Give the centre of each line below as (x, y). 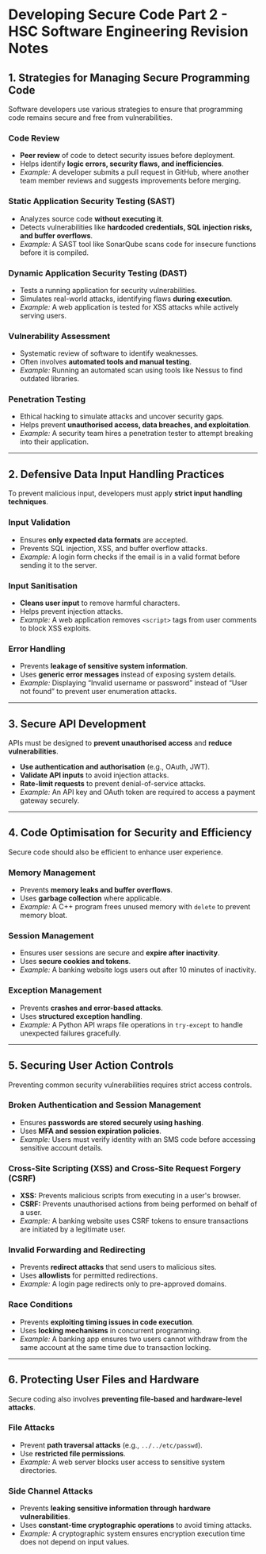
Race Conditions (41, 1305)
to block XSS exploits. (55, 628)
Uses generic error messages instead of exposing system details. (128, 675)
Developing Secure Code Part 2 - (118, 15)
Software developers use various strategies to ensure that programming (125, 109)
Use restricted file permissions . (72, 1453)
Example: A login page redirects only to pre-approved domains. (123, 1284)
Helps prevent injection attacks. (71, 611)
